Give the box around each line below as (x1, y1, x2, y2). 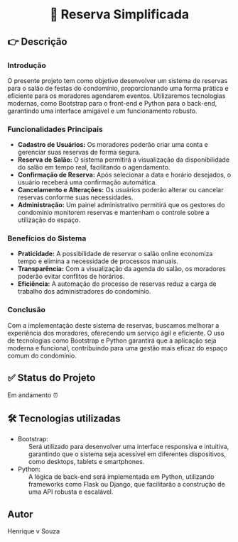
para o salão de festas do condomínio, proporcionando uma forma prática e (7, 84, 229, 92)
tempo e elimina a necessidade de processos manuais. (17, 257, 179, 265)
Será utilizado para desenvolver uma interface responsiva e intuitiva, (28, 443, 229, 451)
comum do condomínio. (7, 351, 77, 360)
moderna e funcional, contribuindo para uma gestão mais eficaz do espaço (7, 343, 228, 352)
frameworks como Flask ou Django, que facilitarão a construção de (28, 480, 225, 489)
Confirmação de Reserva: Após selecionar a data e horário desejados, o (17, 170, 232, 179)
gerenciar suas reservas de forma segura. (17, 148, 141, 157)
